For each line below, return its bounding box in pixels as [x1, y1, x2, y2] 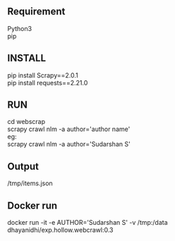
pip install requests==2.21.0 [7, 78, 88, 87]
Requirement [7, 6, 66, 18]
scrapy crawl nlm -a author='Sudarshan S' [7, 140, 131, 149]
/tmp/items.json [7, 179, 53, 187]
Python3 [7, 24, 32, 32]
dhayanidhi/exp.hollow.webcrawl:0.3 [7, 225, 114, 235]
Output [7, 160, 39, 172]
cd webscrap [7, 118, 46, 126]
